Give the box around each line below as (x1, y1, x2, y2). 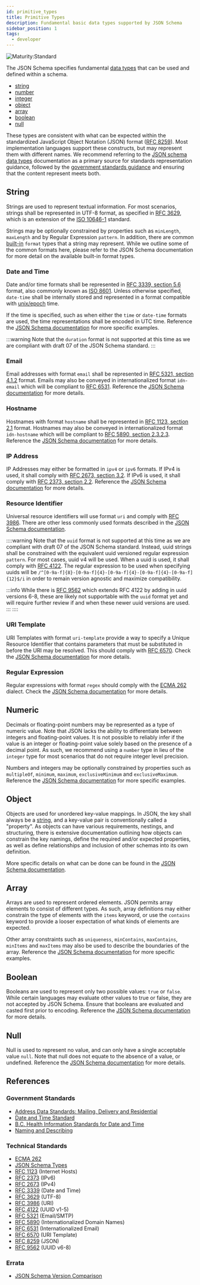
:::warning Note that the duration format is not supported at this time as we (6, 336, 190, 343)
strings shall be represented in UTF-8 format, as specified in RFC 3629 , (6, 209, 182, 216)
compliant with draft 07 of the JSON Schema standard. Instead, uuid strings (6, 543, 192, 550)
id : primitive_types (6, 8, 58, 15)
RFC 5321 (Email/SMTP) (14, 1212, 74, 1219)
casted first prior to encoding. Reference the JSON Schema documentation (6, 1007, 190, 1014)
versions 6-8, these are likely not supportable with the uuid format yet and (6, 593, 189, 600)
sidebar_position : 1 (6, 25, 58, 32)
